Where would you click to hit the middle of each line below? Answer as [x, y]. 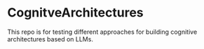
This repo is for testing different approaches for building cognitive [102, 32]
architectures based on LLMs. [50, 39]
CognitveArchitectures [75, 13]
